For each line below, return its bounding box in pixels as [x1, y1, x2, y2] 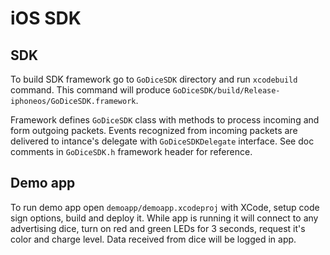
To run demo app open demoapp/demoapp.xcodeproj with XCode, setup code [10, 201, 320, 213]
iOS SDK [10, 7, 82, 30]
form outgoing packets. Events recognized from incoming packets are [10, 125, 298, 136]
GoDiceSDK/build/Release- [172, 86, 281, 96]
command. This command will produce [10, 84, 171, 96]
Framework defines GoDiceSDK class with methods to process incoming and [10, 114, 320, 126]
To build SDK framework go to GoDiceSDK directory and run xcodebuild [10, 73, 298, 85]
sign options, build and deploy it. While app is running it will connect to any [10, 212, 319, 224]
